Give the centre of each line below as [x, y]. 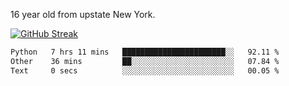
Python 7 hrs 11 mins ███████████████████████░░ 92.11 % [145, 52]
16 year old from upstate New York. [83, 14]
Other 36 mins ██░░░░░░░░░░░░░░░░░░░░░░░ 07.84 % [145, 61]
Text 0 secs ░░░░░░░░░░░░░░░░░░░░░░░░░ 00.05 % [145, 70]
